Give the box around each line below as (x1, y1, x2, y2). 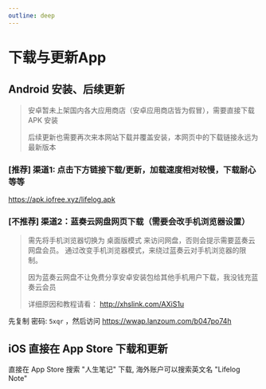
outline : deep (8, 11, 56, 20)
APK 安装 (27, 115, 58, 124)
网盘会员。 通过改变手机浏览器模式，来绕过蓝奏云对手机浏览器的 (27, 246, 240, 255)
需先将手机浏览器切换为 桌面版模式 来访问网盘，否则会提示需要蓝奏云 (27, 236, 256, 246)
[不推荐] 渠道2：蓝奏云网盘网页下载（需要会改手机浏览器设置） (8, 216, 250, 227)
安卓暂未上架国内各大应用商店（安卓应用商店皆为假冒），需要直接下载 (27, 105, 255, 115)
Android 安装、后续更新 (8, 83, 125, 96)
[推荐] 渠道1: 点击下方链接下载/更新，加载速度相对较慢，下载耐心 (8, 164, 256, 175)
